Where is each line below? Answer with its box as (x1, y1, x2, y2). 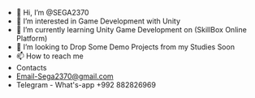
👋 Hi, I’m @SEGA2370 (15, 8, 89, 17)
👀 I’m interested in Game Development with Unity (15, 16, 181, 26)
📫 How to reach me (15, 51, 84, 61)
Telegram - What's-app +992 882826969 (15, 80, 157, 89)
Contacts (15, 63, 47, 72)
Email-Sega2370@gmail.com (15, 71, 114, 81)
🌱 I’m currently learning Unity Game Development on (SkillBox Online (15, 25, 248, 34)
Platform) (15, 33, 48, 43)
